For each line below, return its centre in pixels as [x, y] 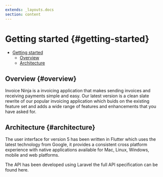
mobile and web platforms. [32, 155]
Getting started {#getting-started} [77, 39]
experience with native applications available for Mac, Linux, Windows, [77, 150]
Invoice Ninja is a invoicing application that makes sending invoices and [78, 91]
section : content [23, 14]
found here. [17, 170]
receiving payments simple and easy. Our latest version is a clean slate [77, 96]
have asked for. [21, 112]
